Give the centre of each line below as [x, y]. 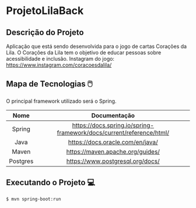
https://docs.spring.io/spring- [113, 125]
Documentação [113, 115]
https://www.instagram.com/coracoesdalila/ [59, 65]
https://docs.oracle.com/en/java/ [113, 142]
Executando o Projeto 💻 [51, 183]
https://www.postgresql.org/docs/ [113, 161]
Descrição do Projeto [45, 32]
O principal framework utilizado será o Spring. [61, 101]
